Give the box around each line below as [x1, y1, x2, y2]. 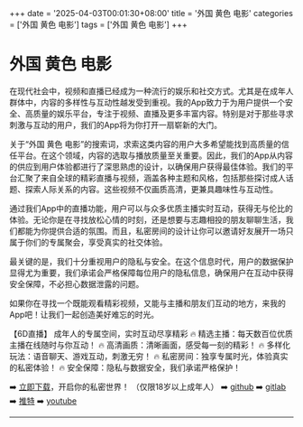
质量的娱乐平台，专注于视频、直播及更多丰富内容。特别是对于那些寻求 [32, 107, 294, 119]
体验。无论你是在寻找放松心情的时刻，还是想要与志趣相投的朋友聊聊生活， [9, 214, 286, 225]
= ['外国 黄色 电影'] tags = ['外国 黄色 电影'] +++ [9, 19, 188, 30]
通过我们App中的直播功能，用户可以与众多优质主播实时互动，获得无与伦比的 [9, 202, 293, 214]
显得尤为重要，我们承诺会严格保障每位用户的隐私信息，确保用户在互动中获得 [9, 267, 294, 278]
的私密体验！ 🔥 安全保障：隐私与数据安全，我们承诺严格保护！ [9, 362, 242, 373]
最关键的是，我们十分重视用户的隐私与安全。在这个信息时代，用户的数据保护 [9, 255, 294, 266]
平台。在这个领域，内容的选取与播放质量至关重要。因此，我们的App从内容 [16, 150, 293, 161]
